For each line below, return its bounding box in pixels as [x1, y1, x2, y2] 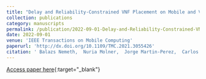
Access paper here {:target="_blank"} [6, 66, 101, 73]
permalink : [6, 26, 34, 32]
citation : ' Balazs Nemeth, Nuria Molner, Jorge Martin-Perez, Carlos [6, 49, 199, 55]
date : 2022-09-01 [6, 32, 51, 38]
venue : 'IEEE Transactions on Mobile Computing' [6, 37, 133, 43]
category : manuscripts [6, 20, 64, 26]
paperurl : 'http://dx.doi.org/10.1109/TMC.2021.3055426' [6, 43, 155, 50]
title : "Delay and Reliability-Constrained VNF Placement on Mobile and [6, 9, 196, 15]
